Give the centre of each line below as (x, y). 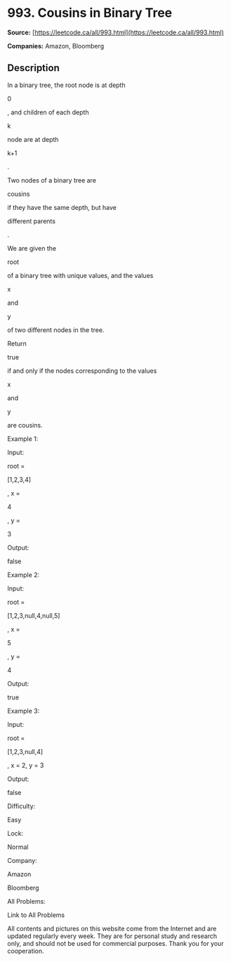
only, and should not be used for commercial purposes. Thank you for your (115, 943)
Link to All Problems (36, 915)
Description (33, 68)
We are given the (32, 248)
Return (17, 343)
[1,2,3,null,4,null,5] (34, 615)
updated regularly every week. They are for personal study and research (112, 936)
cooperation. (26, 951)
